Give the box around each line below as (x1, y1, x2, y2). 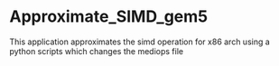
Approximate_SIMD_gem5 (9, 6, 209, 27)
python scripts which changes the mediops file (9, 45, 183, 56)
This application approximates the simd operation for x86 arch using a (9, 36, 271, 47)
